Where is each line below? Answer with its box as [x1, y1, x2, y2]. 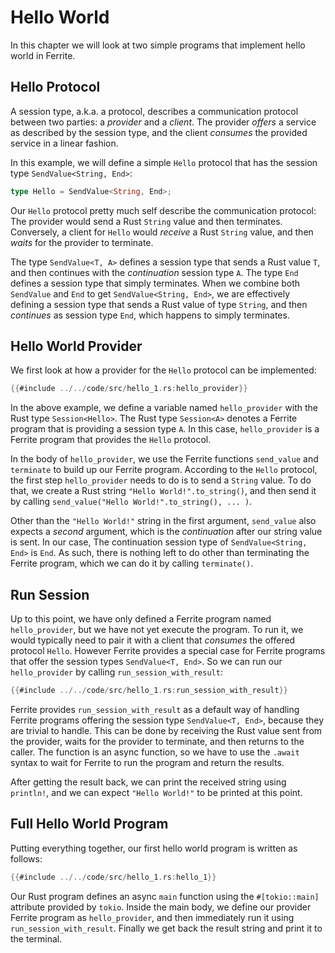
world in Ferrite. [10, 49, 76, 61]
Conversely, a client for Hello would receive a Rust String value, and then [10, 226, 314, 238]
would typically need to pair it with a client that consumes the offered [10, 634, 296, 646]
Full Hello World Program [10, 816, 169, 833]
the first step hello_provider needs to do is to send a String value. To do [10, 474, 312, 486]
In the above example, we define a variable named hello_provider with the [10, 402, 318, 414]
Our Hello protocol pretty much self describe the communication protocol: [10, 204, 317, 216]
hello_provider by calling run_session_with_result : [10, 666, 223, 678]
